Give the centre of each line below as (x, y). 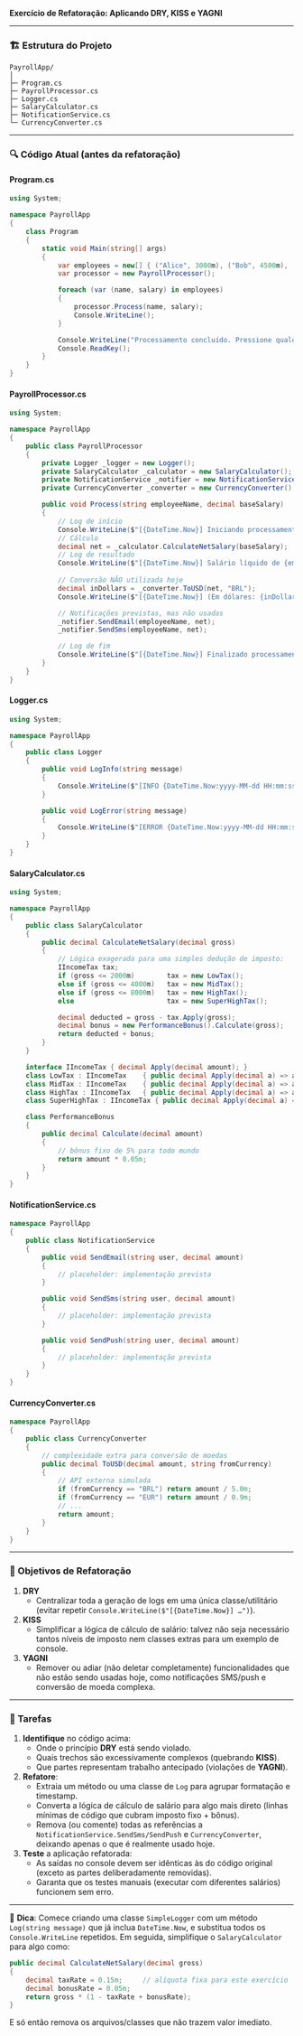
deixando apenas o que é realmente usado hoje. (125, 1844)
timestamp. (57, 1796)
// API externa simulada (104, 1480)
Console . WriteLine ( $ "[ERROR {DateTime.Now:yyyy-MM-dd (161, 827)
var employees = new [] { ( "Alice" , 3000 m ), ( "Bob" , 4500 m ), (173, 266)
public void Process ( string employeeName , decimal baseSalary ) (163, 505)
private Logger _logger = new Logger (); (119, 463)
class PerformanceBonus (70, 1117)
